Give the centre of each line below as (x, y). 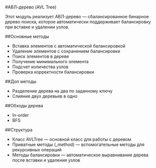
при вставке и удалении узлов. (37, 27)
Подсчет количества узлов (40, 67)
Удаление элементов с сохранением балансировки (66, 51)
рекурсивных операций (37, 150)
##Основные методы (27, 36)
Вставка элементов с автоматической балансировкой (69, 46)
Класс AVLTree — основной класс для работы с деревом (72, 139)
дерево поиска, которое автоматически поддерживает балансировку (78, 22)
